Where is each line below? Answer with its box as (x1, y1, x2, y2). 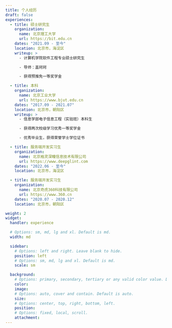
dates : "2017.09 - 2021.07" (14, 102, 74, 107)
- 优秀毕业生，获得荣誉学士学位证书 (18, 135, 85, 140)
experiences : (5, 17, 33, 22)
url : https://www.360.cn (18, 192, 72, 197)
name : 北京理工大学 (18, 31, 56, 37)
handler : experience (10, 221, 54, 226)
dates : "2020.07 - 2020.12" (14, 196, 74, 202)
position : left (14, 253, 47, 259)
